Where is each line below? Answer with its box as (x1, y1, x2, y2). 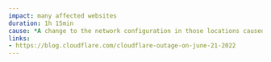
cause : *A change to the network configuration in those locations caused (8, 27, 265, 35)
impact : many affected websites (8, 11, 117, 20)
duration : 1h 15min (8, 19, 74, 27)
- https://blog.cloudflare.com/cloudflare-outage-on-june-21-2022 (8, 42, 236, 50)
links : (8, 34, 31, 43)
